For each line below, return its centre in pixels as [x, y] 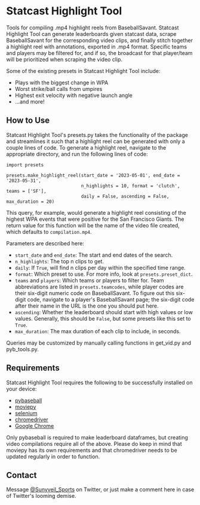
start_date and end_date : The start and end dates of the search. [94, 255]
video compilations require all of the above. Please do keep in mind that [94, 443]
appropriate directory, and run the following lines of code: [77, 154]
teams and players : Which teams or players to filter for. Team [89, 280]
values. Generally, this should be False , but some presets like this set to [103, 318]
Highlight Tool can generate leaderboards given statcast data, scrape [91, 34]
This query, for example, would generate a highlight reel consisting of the [96, 212]
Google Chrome [34, 425]
